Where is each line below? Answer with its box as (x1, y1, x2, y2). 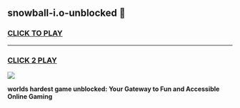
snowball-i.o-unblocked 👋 (7, 7, 126, 19)
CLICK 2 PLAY (7, 55, 57, 65)
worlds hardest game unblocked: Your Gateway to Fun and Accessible (7, 85, 220, 93)
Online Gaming (7, 92, 53, 100)
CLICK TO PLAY (7, 28, 63, 38)
